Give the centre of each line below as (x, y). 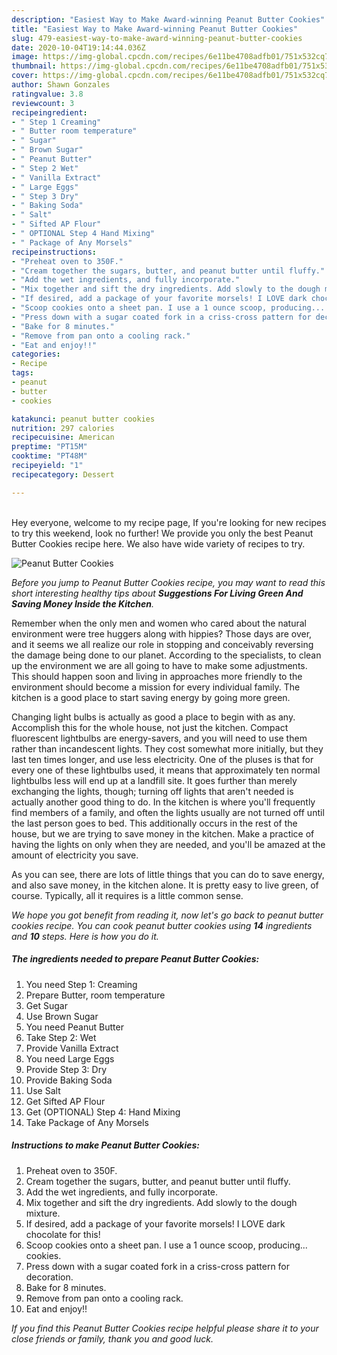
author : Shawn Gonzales (61, 85)
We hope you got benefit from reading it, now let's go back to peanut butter (167, 915)
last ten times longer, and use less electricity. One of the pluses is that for (162, 759)
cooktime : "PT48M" (49, 456)
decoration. (49, 1277)
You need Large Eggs (70, 1058)
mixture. (43, 1213)
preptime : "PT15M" (49, 447)
